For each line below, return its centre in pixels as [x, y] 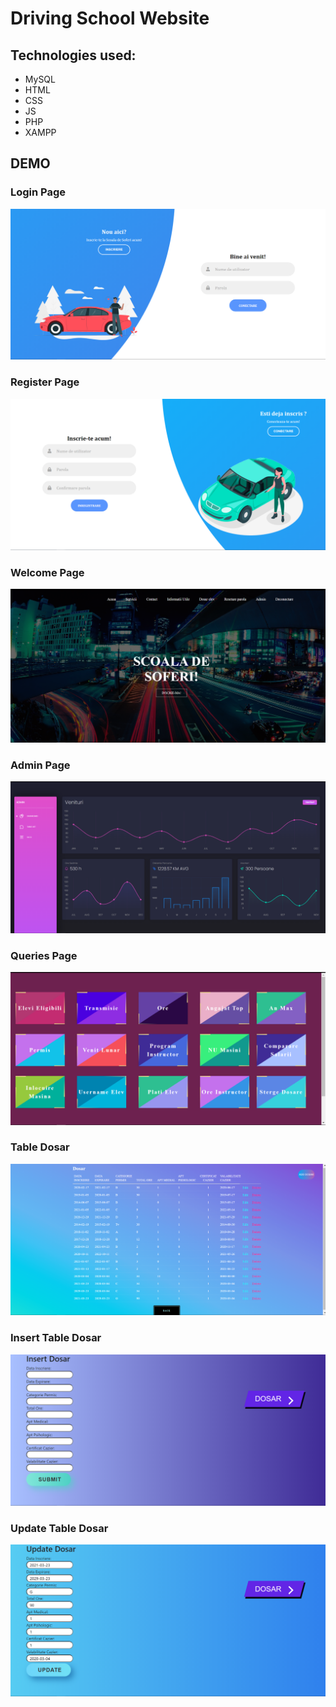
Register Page [45, 382]
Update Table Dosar [59, 1528]
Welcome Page [47, 572]
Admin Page [40, 765]
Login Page [38, 192]
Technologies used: [73, 55]
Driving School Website [110, 18]
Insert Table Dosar [56, 1338]
